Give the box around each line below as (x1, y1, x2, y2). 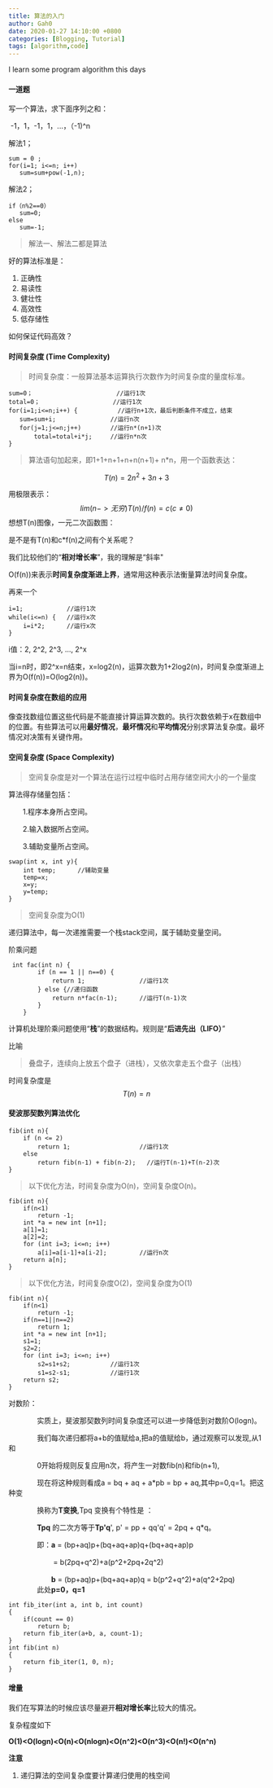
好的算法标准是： (8, 256, 66, 266)
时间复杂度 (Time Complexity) (8, 351, 110, 361)
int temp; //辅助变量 (23, 866, 110, 874)
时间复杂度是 (8, 1075, 51, 1085)
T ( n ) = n (122, 1088, 151, 1098)
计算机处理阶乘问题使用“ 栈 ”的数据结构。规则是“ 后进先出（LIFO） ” (8, 1023, 226, 1033)
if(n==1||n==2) (23, 1316, 75, 1324)
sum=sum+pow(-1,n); (19, 169, 85, 178)
